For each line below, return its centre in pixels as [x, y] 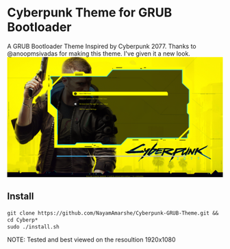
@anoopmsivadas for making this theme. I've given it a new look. [99, 54]
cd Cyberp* [23, 220]
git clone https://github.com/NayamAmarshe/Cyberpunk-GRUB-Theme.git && [113, 213]
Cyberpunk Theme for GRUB [90, 13]
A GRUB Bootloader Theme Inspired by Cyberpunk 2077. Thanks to [102, 46]
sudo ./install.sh [33, 227]
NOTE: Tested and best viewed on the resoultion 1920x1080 [91, 239]
